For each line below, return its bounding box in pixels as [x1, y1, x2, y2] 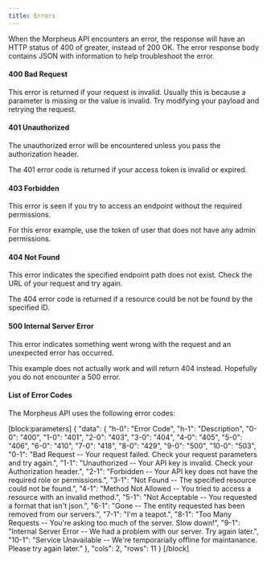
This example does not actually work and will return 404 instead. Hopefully [8, 363, 257, 373]
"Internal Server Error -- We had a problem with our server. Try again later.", [8, 526, 259, 536]
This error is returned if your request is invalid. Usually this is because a [8, 87, 247, 97]
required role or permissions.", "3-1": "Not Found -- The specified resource [8, 475, 257, 485]
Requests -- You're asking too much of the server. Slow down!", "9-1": [8, 518, 240, 527]
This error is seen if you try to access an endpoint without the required [8, 201, 243, 211]
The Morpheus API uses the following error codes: [8, 408, 175, 418]
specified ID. [8, 303, 51, 312]
